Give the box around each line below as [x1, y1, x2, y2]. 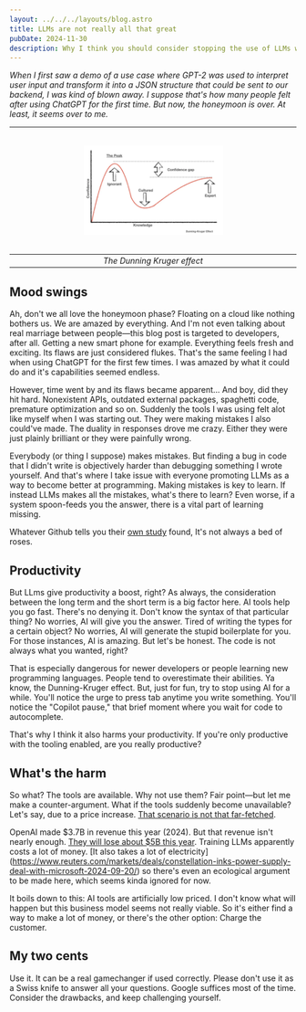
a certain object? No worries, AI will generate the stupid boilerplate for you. [9, 626, 291, 637]
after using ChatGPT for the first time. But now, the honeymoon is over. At [9, 99, 286, 110]
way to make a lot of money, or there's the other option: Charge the [9, 912, 262, 922]
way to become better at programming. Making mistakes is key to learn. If [9, 480, 286, 490]
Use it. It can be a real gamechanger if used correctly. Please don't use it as [9, 973, 294, 984]
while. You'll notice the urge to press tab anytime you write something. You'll [9, 692, 297, 703]
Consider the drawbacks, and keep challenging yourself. [9, 992, 221, 1003]
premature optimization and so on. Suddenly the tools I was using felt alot [9, 404, 286, 415]
